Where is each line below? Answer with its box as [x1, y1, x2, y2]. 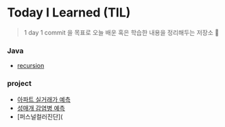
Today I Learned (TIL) [7, 5, 131, 21]
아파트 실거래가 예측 [16, 95, 71, 104]
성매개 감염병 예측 [16, 104, 65, 112]
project [7, 79, 32, 89]
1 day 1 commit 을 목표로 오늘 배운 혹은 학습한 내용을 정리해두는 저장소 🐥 [23, 28, 220, 36]
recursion [16, 62, 45, 70]
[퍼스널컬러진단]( [16, 112, 63, 121]
